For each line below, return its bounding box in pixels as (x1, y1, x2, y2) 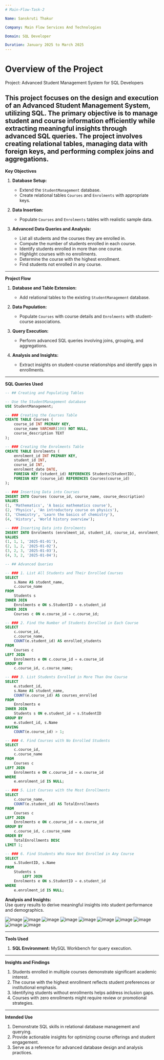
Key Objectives (5, 168, 37, 174)
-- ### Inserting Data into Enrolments (5, 526, 86, 530)
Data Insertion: (12, 207, 43, 213)
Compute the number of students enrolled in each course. (19, 240, 136, 246)
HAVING (5, 725, 19, 730)
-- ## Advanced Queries (5, 561, 54, 567)
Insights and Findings (5, 959, 50, 965)
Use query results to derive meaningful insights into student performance (5, 901, 153, 908)
